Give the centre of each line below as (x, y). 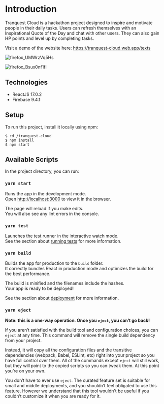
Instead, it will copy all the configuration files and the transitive (68, 350)
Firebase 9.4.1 (26, 99)
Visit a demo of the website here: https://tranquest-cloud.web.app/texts (78, 48)
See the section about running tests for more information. (63, 241)
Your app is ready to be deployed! (39, 288)
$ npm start (17, 144)
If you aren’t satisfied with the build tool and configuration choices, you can (82, 330)
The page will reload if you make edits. (44, 208)
